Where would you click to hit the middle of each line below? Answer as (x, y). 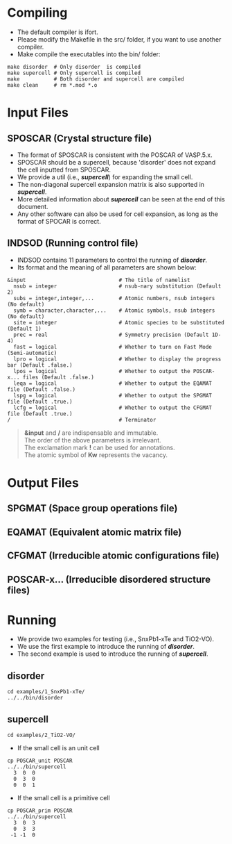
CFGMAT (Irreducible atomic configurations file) (114, 556)
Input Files (38, 113)
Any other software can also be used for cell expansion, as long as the (117, 214)
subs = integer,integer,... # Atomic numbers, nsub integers (114, 298)
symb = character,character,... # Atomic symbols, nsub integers (114, 311)
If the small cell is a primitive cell (63, 798)
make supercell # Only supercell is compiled (74, 73)
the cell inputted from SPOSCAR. (64, 169)
